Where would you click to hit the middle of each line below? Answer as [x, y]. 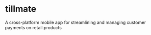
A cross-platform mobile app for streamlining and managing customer [75, 22]
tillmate [21, 9]
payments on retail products [34, 27]
